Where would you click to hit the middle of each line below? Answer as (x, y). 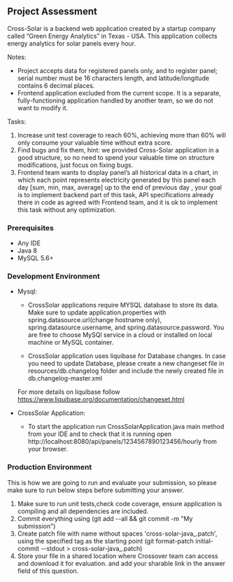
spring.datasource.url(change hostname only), (95, 320)
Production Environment (50, 468)
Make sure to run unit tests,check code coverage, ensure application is (120, 503)
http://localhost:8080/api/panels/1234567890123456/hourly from (122, 442)
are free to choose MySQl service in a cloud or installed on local (120, 335)
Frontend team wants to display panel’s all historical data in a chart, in (118, 172)
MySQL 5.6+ (35, 258)
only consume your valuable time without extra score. (95, 143)
